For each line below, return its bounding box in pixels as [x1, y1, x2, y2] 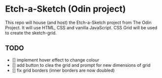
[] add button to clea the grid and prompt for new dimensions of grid [12, 62, 151, 68]
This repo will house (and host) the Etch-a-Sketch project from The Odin [5, 19, 152, 25]
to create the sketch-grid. [5, 30, 57, 36]
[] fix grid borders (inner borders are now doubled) [12, 67, 115, 73]
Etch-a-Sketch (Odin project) [5, 3, 126, 15]
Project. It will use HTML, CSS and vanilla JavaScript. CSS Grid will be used [5, 24, 158, 30]
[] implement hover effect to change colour [12, 57, 100, 63]
